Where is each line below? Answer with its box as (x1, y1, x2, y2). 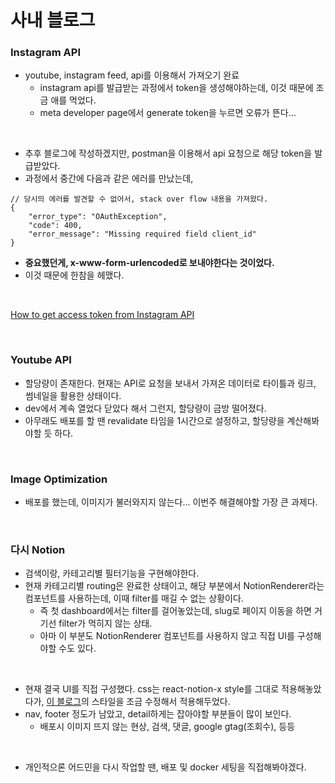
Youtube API (10, 353, 72, 367)
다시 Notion (10, 543, 66, 556)
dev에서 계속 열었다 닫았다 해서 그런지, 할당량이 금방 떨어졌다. (24, 402, 267, 414)
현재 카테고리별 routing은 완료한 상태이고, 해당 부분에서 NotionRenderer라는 (24, 580, 325, 592)
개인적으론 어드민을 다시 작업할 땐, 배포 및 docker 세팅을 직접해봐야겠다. (24, 761, 307, 773)
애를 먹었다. (50, 94, 97, 106)
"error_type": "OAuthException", (28, 212, 168, 222)
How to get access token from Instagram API (10, 309, 195, 321)
